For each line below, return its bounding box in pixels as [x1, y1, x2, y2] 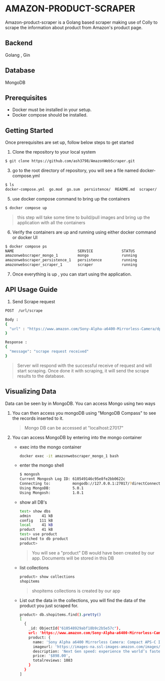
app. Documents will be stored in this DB [31, 555, 114, 561]
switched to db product [19, 536, 69, 541]
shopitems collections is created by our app [31, 588, 120, 594]
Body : [5, 317, 19, 322]
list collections [19, 564, 49, 570]
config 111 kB [19, 518, 53, 523]
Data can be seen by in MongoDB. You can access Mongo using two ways [5, 401, 156, 406]
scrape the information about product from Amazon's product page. [5, 24, 143, 30]
